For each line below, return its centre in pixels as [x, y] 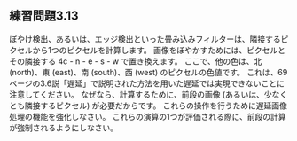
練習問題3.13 [44, 16]
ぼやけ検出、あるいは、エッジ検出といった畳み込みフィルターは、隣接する [145, 39]
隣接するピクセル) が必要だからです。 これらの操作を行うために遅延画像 [156, 106]
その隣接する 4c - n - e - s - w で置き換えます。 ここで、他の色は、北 [136, 61]
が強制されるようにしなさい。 [63, 128]
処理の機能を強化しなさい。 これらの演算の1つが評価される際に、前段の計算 [148, 116]
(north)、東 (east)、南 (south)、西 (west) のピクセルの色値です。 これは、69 [148, 72]
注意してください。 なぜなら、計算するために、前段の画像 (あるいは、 [137, 94]
